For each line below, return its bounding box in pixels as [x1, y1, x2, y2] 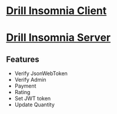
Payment [14, 82, 36, 89]
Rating [14, 89, 31, 96]
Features [6, 54, 39, 64]
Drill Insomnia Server [6, 31, 111, 45]
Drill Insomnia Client [6, 4, 107, 18]
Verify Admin [14, 76, 46, 83]
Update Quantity [14, 101, 55, 108]
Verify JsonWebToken [14, 70, 68, 77]
